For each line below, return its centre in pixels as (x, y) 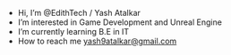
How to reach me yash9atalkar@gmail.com (97, 41)
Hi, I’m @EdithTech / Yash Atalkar (79, 13)
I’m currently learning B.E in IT (73, 31)
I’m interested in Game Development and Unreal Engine (120, 22)
